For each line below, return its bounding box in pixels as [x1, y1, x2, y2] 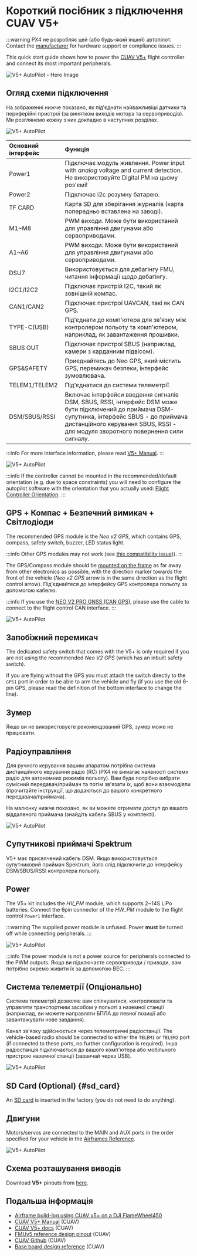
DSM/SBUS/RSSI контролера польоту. [6, 867, 101, 874]
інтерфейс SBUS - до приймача [97, 412, 188, 421]
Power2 [9, 190, 30, 198]
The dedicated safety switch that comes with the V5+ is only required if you [6, 648, 189, 655]
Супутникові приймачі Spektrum [6, 839, 133, 849]
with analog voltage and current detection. [64, 166, 182, 174]
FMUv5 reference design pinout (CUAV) [14, 1230, 111, 1237]
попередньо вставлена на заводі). [64, 207, 163, 215]
